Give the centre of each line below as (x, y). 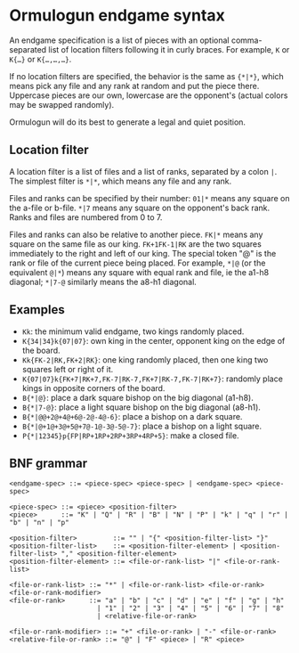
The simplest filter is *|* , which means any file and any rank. (121, 181)
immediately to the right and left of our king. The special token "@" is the (143, 253)
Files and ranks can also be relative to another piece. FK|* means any (136, 234)
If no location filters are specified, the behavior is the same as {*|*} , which (147, 76)
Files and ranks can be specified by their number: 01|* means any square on (149, 198)
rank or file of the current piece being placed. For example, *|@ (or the (137, 263)
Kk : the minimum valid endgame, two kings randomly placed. (133, 331)
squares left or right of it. (68, 369)
